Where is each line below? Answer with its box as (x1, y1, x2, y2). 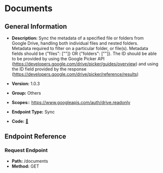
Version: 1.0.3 (11, 81, 40, 86)
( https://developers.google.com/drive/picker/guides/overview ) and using (11, 61, 159, 67)
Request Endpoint (4, 147, 48, 154)
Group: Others (11, 90, 41, 96)
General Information (4, 22, 67, 31)
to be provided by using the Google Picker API (11, 56, 105, 61)
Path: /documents (11, 158, 48, 164)
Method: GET (11, 163, 40, 169)
